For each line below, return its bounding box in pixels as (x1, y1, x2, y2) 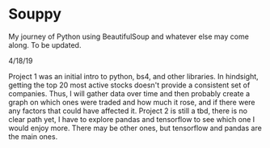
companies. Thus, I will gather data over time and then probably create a (8, 88, 251, 98)
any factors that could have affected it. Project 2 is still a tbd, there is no (8, 106, 248, 116)
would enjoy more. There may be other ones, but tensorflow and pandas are (8, 123, 263, 133)
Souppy (8, 5, 62, 23)
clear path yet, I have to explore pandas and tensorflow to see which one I (8, 114, 255, 124)
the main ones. (8, 131, 58, 142)
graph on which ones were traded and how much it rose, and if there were (8, 97, 256, 107)
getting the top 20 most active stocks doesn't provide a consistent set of (8, 80, 251, 90)
